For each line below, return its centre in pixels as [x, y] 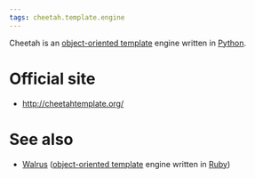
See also [41, 139]
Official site [52, 79]
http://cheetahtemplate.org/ [73, 103]
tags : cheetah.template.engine [67, 17]
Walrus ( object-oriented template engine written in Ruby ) [126, 164]
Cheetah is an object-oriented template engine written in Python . [128, 43]
